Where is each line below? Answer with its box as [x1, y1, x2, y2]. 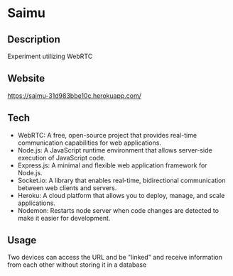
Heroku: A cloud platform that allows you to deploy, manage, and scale [17, 191, 225, 199]
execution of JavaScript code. [17, 153, 106, 162]
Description [7, 33, 60, 45]
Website [7, 72, 45, 84]
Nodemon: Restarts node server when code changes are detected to [17, 206, 219, 214]
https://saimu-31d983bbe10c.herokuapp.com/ [7, 91, 142, 100]
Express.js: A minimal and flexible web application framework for [17, 161, 207, 170]
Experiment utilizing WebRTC [7, 52, 93, 60]
